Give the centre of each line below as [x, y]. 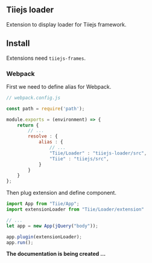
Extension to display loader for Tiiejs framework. [66, 24]
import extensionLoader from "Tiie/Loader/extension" [75, 210]
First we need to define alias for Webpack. [59, 86]
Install [18, 44]
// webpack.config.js [33, 98]
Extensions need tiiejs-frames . [46, 58]
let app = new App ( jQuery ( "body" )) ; [52, 226]
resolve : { [43, 136]
